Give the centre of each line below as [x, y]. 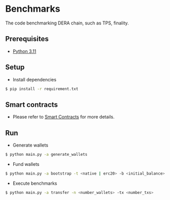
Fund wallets [26, 164]
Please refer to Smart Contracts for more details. [64, 117]
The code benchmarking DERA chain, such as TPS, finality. [67, 23]
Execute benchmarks [35, 183]
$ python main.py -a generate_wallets [46, 155]
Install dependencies [35, 79]
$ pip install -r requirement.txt [42, 89]
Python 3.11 [24, 51]
